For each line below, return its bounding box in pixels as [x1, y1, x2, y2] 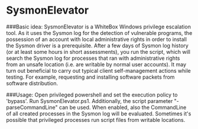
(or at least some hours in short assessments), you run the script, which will [6, 48, 191, 55]
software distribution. [6, 79, 58, 86]
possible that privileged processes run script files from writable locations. [6, 116, 186, 123]
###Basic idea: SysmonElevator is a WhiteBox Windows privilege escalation [6, 23, 191, 30]
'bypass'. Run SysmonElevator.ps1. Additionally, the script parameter [6, 97, 173, 104]
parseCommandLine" [6, 104, 58, 111]
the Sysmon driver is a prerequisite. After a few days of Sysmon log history [6, 42, 189, 49]
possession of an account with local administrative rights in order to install [6, 36, 187, 43]
